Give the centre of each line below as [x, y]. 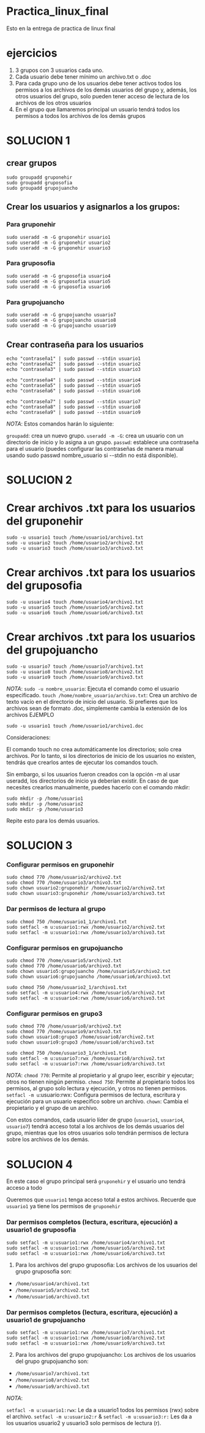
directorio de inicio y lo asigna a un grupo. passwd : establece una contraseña [102, 442]
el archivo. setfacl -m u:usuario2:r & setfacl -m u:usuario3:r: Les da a [99, 1416]
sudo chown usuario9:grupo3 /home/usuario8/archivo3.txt [80, 1042]
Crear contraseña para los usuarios [75, 344]
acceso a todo [24, 1188]
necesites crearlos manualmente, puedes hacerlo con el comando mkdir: [98, 787]
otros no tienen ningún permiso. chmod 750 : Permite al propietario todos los [101, 1082]
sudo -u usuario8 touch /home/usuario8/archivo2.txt [75, 672]
